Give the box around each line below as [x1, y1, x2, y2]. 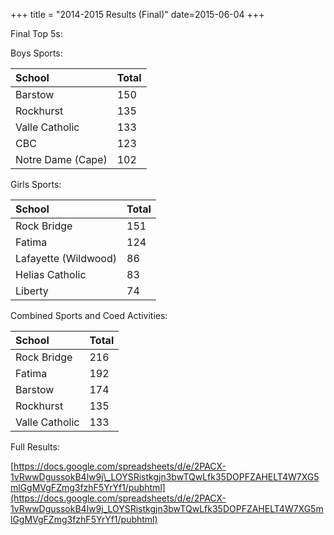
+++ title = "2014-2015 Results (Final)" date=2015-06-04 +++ [10, 9, 265, 20]
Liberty [15, 284, 49, 298]
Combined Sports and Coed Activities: [10, 310, 168, 321]
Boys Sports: [10, 47, 63, 59]
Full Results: [10, 441, 60, 453]
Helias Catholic [15, 268, 87, 281]
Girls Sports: [10, 179, 62, 190]
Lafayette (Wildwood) [15, 252, 117, 265]
